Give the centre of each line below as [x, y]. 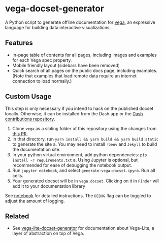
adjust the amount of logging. [35, 201]
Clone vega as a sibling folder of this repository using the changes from [84, 128]
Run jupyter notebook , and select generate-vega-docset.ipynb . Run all [83, 170]
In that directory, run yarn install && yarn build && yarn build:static [85, 139]
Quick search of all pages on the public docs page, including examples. [85, 70]
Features [19, 43]
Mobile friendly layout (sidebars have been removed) [66, 65]
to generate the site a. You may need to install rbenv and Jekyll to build [84, 144]
